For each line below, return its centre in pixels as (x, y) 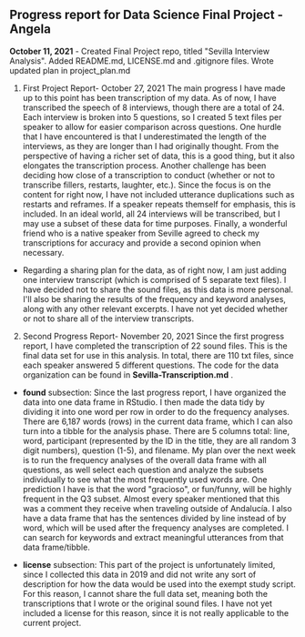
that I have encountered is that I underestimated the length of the (144, 136)
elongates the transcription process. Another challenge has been (144, 165)
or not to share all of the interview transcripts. (108, 318)
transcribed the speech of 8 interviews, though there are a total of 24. (153, 107)
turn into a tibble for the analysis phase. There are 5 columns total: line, (156, 430)
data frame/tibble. (56, 547)
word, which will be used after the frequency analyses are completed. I (156, 528)
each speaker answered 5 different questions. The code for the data (151, 365)
